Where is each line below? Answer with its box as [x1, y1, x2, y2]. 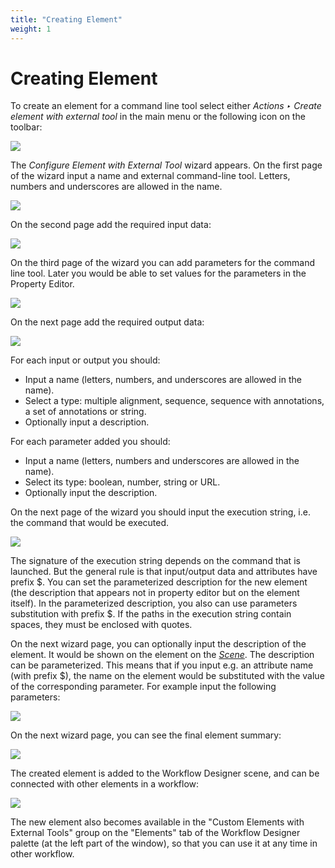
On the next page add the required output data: [10, 316, 205, 328]
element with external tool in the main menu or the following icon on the [10, 111, 306, 123]
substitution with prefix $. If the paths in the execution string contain [10, 608, 292, 620]
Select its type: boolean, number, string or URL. [24, 476, 221, 488]
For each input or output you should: [10, 354, 161, 366]
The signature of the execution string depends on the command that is [10, 555, 301, 567]
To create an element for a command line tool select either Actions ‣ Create [10, 100, 322, 112]
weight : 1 [10, 24, 52, 34]
